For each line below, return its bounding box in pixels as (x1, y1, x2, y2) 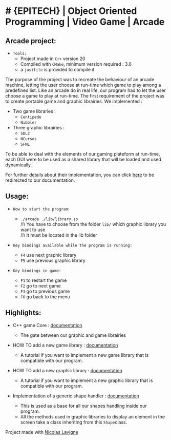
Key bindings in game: (12, 268, 61, 273)
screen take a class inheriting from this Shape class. (20, 419, 127, 425)
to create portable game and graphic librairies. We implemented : (5, 98, 142, 104)
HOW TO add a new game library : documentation (12, 342, 118, 348)
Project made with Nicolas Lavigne (5, 429, 78, 435)
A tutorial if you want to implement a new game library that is (20, 352, 149, 358)
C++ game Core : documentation (12, 322, 83, 328)
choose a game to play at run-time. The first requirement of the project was (5, 93, 165, 99)
